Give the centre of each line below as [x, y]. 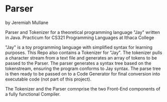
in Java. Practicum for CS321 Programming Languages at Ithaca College [80, 37]
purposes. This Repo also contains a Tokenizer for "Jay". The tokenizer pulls [84, 52]
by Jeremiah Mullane [27, 22]
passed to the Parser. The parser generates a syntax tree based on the [78, 63]
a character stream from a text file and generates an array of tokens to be [81, 57]
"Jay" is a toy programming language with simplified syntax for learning [79, 47]
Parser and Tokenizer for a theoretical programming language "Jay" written [83, 32]
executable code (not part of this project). [48, 79]
